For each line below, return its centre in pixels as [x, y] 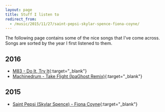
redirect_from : [21, 19]
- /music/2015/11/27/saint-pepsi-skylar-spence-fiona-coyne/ [75, 24]
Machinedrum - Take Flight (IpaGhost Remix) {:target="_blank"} [77, 76]
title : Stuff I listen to [32, 14]
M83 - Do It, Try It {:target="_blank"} [49, 71]
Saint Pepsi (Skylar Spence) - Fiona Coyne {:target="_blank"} [75, 104]
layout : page [19, 10]
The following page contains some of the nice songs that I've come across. [82, 38]
